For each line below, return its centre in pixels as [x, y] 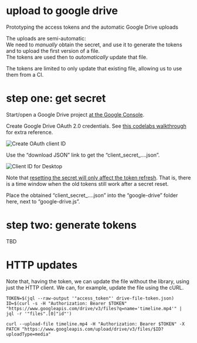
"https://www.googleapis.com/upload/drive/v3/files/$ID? [93, 329]
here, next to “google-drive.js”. [43, 201]
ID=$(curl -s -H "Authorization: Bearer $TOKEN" [67, 303]
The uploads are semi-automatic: [46, 38]
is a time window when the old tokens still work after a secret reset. [87, 184]
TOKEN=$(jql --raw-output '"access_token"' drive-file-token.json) [90, 298]
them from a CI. [25, 74]
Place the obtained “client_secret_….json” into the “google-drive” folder [92, 195]
